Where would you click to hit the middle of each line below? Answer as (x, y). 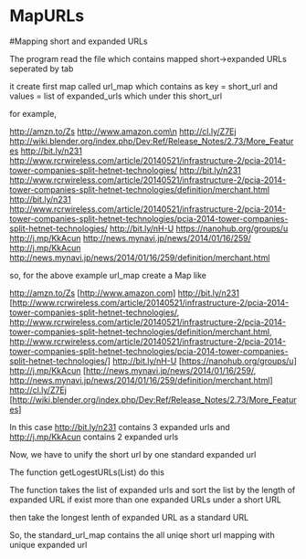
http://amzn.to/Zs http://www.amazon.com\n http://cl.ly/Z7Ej (123, 131)
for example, (33, 113)
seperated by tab (42, 69)
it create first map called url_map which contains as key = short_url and (144, 86)
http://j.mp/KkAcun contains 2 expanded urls (94, 437)
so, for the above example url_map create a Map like (108, 275)
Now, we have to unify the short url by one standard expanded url (133, 454)
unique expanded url (48, 544)
